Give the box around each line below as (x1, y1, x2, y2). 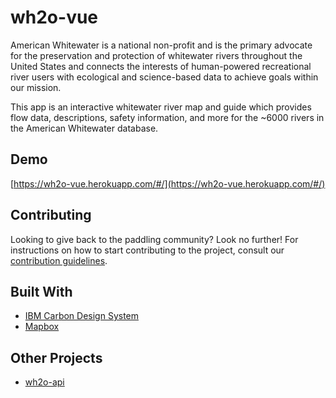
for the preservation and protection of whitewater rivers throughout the (10, 49, 303, 61)
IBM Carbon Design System (24, 310, 140, 322)
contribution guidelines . (10, 254, 108, 266)
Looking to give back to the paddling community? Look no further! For (10, 233, 299, 245)
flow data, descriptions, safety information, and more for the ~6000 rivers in (10, 111, 325, 123)
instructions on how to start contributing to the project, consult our (10, 244, 285, 256)
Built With (10, 283, 73, 300)
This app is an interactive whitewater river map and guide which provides (10, 101, 312, 113)
